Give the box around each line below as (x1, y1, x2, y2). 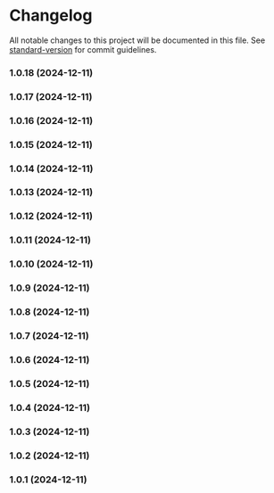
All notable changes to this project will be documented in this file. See (9, 35, 266, 45)
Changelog (9, 5, 93, 26)
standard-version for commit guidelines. (9, 44, 157, 54)
